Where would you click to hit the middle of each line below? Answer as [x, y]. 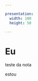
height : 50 [20, 23]
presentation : [19, 14]
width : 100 [20, 18]
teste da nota [18, 65]
